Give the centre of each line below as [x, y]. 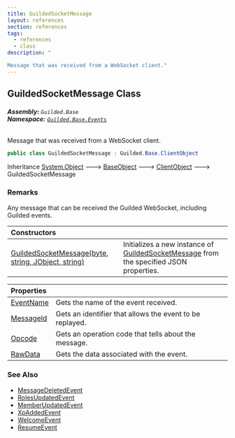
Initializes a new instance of [169, 244]
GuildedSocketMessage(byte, [59, 253]
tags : [15, 33]
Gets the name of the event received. [116, 302]
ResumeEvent [37, 427]
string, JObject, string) [48, 262]
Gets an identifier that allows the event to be [128, 313]
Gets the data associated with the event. [121, 354]
